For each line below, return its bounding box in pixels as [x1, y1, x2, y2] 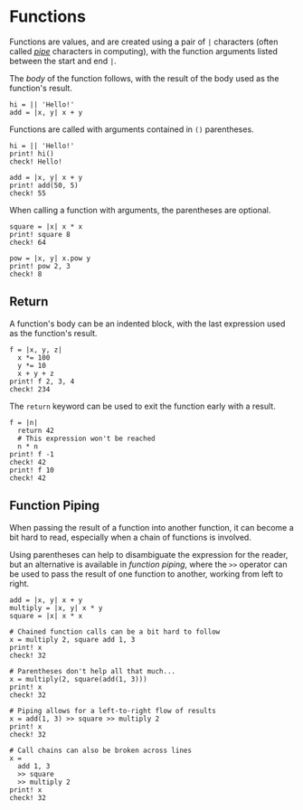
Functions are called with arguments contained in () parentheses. [9, 124, 255, 135]
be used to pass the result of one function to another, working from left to [9, 568, 283, 579]
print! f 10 [9, 466, 54, 475]
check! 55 [9, 188, 47, 198]
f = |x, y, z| [9, 345, 63, 354]
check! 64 [9, 238, 47, 247]
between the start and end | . [9, 55, 117, 66]
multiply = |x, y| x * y [9, 603, 103, 612]
